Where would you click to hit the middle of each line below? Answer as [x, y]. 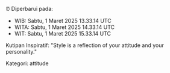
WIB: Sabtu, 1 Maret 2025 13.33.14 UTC [63, 21]
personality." [21, 52]
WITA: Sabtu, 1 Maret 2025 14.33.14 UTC [65, 27]
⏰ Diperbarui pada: [30, 9]
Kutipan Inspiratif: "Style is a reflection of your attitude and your [85, 45]
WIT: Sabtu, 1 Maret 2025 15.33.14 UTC [63, 33]
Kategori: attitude [27, 63]
